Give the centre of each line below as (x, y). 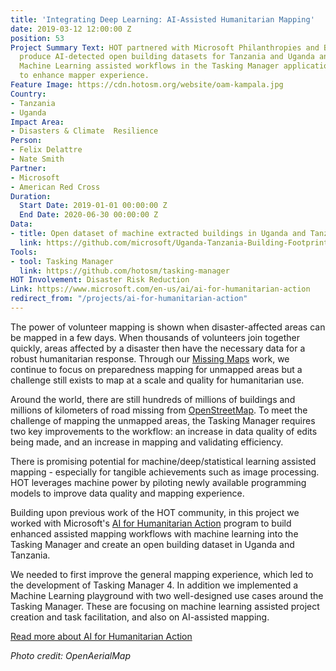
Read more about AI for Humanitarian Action (101, 636)
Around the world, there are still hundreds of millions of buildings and (153, 399)
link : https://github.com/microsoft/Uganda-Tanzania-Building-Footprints (176, 242)
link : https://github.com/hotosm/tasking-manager (124, 271)
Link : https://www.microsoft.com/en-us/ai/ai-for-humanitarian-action (160, 289)
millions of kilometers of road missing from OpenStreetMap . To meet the (159, 410)
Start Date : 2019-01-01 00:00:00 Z (93, 206)
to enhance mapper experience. (84, 76)
